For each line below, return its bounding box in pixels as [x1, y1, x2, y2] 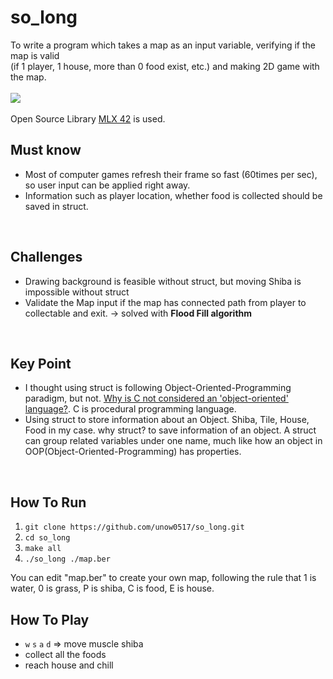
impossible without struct [24, 286, 130, 298]
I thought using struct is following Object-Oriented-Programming [24, 382, 292, 394]
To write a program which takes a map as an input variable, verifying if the [10, 39, 316, 51]
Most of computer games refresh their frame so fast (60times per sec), [24, 168, 318, 180]
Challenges [10, 249, 83, 266]
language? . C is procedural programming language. [24, 403, 237, 415]
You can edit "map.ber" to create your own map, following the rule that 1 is [10, 572, 317, 584]
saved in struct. [24, 200, 89, 212]
